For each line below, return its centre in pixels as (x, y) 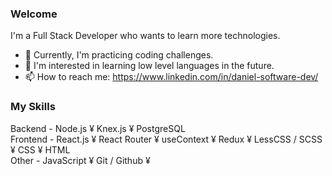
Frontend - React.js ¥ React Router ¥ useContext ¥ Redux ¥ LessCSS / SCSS (166, 139)
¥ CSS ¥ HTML (40, 149)
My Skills (33, 107)
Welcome (34, 14)
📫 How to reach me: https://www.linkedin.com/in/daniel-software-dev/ (171, 77)
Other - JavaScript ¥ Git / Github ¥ (80, 160)
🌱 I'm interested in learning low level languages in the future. (149, 66)
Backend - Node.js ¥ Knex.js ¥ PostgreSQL (98, 128)
